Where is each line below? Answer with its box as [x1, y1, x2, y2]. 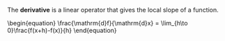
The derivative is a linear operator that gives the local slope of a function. [7, 6, 219, 14]
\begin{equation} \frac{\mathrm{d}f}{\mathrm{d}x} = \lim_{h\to [7, 19, 188, 27]
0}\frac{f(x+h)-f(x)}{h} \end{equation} [7, 27, 117, 34]
